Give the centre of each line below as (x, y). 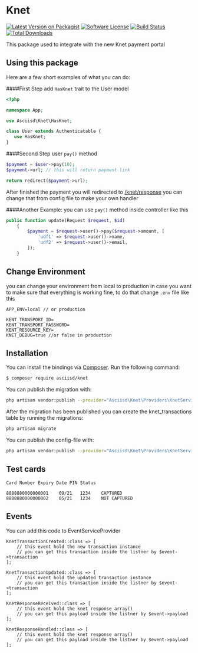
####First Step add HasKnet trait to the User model (67, 89)
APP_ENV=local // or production (46, 309)
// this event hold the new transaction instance (79, 547)
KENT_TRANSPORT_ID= (30, 319)
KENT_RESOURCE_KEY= (30, 330)
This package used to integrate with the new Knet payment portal (85, 44)
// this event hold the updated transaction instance (84, 577)
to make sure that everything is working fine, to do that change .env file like (98, 292)
